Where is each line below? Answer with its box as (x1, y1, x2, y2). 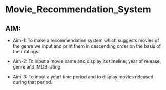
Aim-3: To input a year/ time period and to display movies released (12, 74, 154, 80)
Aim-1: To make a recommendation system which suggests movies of (12, 37, 160, 43)
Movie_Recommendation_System (5, 4, 151, 15)
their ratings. (12, 49, 40, 54)
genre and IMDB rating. (12, 64, 63, 70)
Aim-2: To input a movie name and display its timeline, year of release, (12, 58, 161, 64)
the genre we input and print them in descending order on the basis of (12, 43, 161, 49)
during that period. (12, 79, 53, 85)
